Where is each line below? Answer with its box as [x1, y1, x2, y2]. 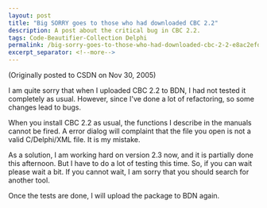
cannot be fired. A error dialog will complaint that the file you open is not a [8, 126, 252, 136]
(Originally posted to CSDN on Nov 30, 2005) [8, 71, 157, 79]
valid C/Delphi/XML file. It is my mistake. [8, 135, 141, 144]
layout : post [8, 11, 52, 20]
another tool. [8, 175, 50, 185]
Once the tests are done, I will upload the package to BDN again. [8, 191, 220, 200]
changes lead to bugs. [8, 102, 82, 112]
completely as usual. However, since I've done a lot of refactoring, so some [8, 94, 254, 103]
